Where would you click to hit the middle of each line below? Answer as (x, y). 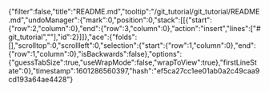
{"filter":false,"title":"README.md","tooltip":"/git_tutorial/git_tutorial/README (134, 12)
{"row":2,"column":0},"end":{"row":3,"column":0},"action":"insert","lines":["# (134, 28)
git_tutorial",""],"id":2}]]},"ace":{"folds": (73, 37)
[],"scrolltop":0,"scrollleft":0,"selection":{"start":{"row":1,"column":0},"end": (132, 45)
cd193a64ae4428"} (41, 79)
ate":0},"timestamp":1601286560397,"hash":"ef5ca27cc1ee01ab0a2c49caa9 (134, 71)
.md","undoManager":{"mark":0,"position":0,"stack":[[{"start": (110, 20)
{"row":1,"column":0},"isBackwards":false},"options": (95, 54)
